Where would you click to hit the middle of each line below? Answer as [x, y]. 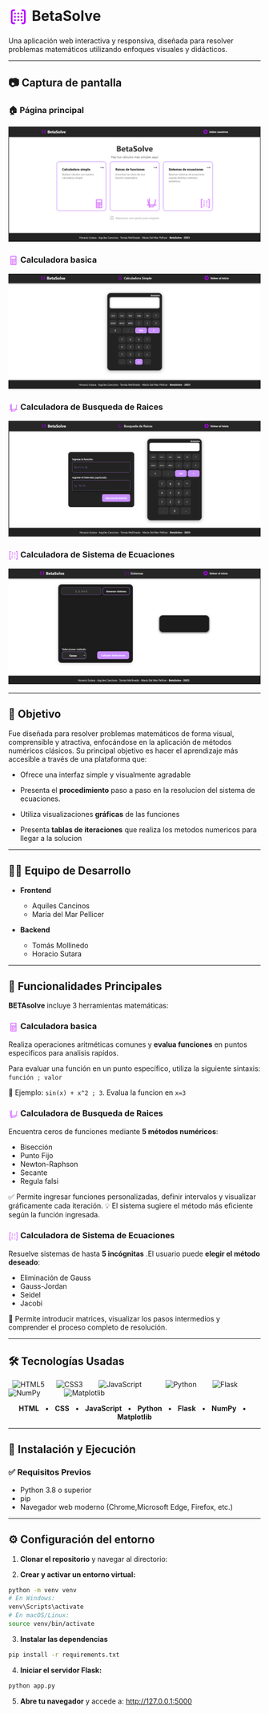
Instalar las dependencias [64, 1639]
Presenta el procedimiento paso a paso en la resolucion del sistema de [138, 790]
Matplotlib [134, 1417]
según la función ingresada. [54, 1215]
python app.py [32, 1686]
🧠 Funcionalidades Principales [85, 986]
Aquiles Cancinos [61, 905]
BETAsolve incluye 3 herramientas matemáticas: [88, 1006]
